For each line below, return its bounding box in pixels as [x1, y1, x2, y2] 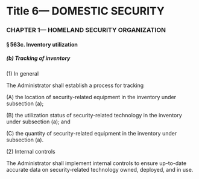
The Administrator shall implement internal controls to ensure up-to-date [6, 159, 187, 167]
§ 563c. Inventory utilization [6, 41, 78, 48]
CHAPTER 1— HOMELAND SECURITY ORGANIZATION [6, 26, 166, 34]
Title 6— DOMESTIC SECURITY [6, 4, 165, 18]
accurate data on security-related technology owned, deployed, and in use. [6, 166, 194, 173]
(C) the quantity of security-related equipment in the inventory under [6, 129, 177, 137]
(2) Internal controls [6, 148, 55, 155]
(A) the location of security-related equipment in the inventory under [6, 93, 177, 100]
